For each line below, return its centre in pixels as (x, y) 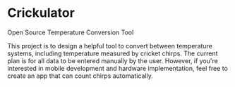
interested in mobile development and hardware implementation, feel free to (117, 68)
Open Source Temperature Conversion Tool (71, 32)
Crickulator (41, 13)
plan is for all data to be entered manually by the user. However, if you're (113, 60)
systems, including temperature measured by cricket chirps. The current (113, 53)
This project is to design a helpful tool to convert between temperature (110, 46)
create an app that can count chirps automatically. (80, 76)
